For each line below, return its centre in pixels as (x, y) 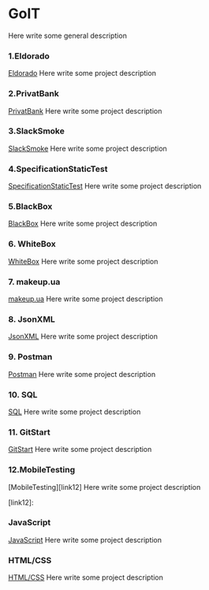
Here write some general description (68, 35)
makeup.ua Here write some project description (86, 299)
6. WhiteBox (32, 244)
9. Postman (30, 357)
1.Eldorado (29, 56)
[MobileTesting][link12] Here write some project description (104, 487)
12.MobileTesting (42, 470)
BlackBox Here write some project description (83, 224)
